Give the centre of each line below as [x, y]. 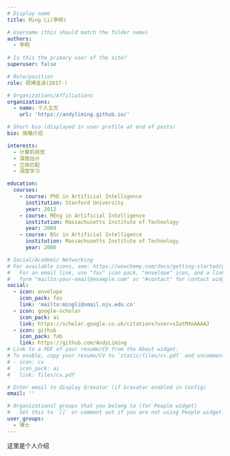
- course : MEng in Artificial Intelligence [82, 216]
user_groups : [26, 419]
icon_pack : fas [41, 298]
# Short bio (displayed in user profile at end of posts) [91, 127]
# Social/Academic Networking [50, 260]
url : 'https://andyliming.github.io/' [75, 115]
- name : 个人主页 [36, 108]
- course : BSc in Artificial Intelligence [81, 235]
